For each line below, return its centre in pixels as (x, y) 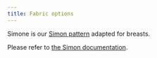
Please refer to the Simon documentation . (68, 47)
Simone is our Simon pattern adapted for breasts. (79, 34)
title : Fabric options (40, 14)
